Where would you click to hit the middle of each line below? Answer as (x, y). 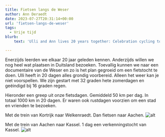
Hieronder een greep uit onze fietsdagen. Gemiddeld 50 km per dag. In (77, 95)
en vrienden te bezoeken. (31, 105)
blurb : (12, 37)
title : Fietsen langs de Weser (37, 10)
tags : (11, 28)
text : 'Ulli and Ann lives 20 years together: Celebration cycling (84, 42)
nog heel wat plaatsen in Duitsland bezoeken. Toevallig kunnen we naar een (82, 65)
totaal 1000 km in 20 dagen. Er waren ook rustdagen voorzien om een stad (81, 100)
